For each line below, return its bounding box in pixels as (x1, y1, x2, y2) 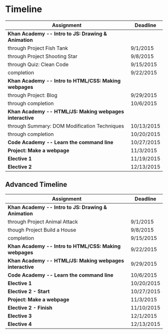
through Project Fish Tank (7, 44, 68, 51)
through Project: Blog (7, 91, 57, 98)
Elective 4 (7, 320, 32, 327)
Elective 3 (7, 312, 32, 319)
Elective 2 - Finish (7, 304, 52, 311)
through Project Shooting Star (7, 53, 77, 60)
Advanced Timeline (5, 180, 67, 189)
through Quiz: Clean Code (7, 61, 69, 68)
